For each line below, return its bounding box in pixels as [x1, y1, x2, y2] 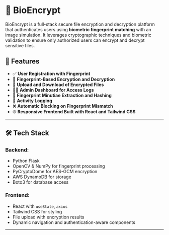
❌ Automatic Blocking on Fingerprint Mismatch [12, 103, 113, 109]
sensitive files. [5, 42, 35, 48]
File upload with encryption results [12, 214, 84, 220]
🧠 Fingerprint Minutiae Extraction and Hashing [12, 92, 112, 98]
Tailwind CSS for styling [12, 208, 62, 214]
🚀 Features [5, 57, 40, 66]
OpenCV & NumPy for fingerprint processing [12, 163, 105, 169]
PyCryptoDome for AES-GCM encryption [12, 169, 98, 175]
